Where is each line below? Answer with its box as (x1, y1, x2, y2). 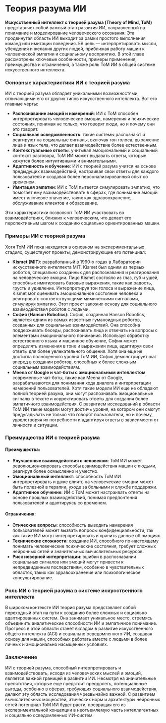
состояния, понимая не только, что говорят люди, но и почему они (12, 121, 155, 127)
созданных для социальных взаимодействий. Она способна (12, 322, 140, 328)
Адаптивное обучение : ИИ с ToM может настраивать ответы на (12, 489, 150, 495)
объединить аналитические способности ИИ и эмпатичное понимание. (5, 620, 158, 626)
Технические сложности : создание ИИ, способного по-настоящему (12, 538, 159, 544)
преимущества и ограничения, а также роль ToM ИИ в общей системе (5, 61, 156, 67)
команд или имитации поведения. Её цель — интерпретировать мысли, (5, 40, 158, 46)
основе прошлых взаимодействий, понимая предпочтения (12, 494, 137, 501)
